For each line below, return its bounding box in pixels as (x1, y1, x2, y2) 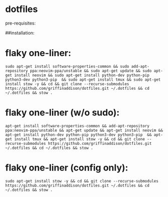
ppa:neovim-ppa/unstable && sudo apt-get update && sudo (30, 68, 152, 73)
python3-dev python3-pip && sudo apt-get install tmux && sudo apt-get (5, 77, 161, 82)
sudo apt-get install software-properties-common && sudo (5, 64, 129, 69)
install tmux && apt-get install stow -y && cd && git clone (14, 136, 145, 141)
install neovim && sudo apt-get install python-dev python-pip (14, 73, 150, 78)
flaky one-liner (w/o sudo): (5, 107, 120, 118)
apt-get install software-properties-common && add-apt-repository (5, 123, 150, 128)
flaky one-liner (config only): (5, 162, 128, 173)
